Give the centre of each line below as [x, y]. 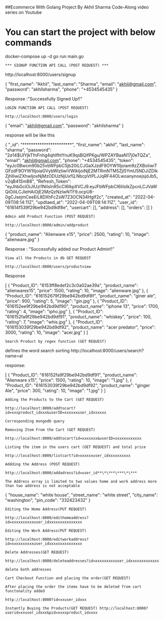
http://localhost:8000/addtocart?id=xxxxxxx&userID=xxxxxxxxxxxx [73, 438]
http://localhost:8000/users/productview [48, 266]
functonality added [25, 591]
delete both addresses [28, 569]
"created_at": [119, 197]
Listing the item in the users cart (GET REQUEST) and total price [76, 447]
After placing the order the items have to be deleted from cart [73, 587]
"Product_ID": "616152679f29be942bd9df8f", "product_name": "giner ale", [81, 295]
